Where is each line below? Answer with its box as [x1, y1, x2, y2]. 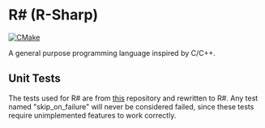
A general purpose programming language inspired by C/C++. [8, 48, 216, 58]
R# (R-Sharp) [8, 6, 99, 24]
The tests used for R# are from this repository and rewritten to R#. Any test [8, 93, 259, 103]
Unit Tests [8, 71, 61, 86]
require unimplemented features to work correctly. [8, 110, 177, 120]
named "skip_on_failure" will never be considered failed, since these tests [8, 101, 254, 111]
